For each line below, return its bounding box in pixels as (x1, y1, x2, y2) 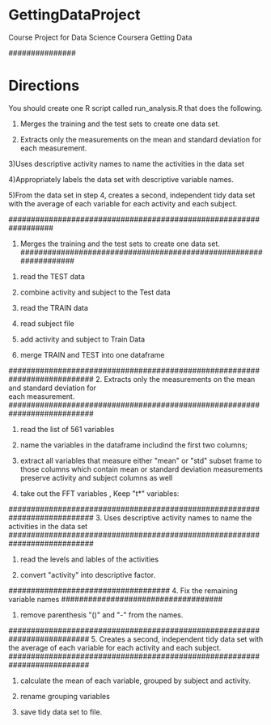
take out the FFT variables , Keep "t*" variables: (19, 488, 180, 498)
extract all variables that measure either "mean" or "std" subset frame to (19, 456, 262, 465)
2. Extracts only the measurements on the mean (95, 374, 256, 384)
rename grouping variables (19, 691, 111, 701)
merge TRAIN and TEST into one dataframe (19, 350, 165, 359)
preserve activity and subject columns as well (19, 473, 173, 482)
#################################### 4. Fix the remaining (8, 585, 239, 596)
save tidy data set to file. (19, 706, 103, 717)
